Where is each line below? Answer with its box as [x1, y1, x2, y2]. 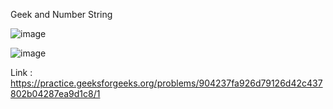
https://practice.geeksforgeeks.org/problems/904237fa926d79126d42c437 [10, 77, 323, 89]
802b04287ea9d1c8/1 [10, 88, 101, 99]
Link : [10, 67, 33, 78]
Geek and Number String [10, 9, 113, 20]
